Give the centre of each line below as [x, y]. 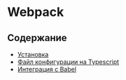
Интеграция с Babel [47, 69]
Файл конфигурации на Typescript [68, 62]
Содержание [37, 38]
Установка [33, 54]
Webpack [36, 12]
